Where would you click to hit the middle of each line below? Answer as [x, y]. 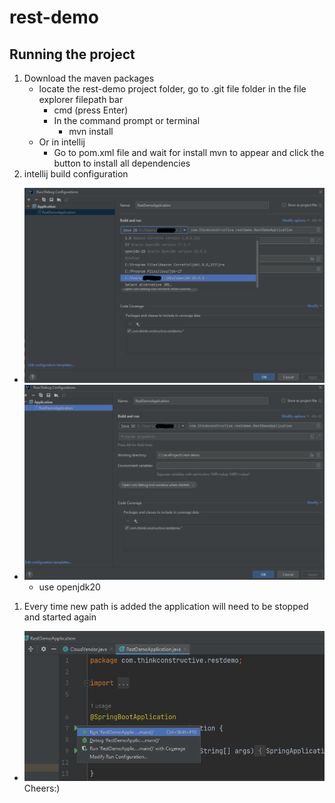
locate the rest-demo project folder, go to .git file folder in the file [172, 89]
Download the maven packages [89, 78]
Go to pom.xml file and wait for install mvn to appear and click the [189, 152]
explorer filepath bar [81, 99]
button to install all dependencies [122, 163]
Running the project [72, 54]
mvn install [91, 131]
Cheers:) [42, 788]
